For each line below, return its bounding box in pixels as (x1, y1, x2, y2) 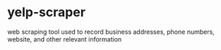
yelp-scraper (7, 4, 86, 20)
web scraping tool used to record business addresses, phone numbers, (7, 27, 215, 36)
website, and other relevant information (7, 35, 122, 43)
